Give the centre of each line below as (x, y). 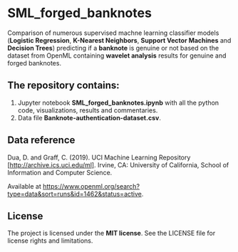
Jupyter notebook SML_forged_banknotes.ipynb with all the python (118, 103)
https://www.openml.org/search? (91, 186)
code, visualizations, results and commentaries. (88, 110)
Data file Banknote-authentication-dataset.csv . (89, 117)
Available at (24, 186)
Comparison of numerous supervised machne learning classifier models (113, 33)
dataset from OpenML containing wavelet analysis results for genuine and (117, 56)
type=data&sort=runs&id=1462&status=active (75, 194)
